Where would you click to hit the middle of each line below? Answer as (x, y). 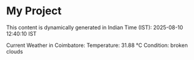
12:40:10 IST (22, 33)
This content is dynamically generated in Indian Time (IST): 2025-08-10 (95, 27)
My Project (34, 11)
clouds (15, 51)
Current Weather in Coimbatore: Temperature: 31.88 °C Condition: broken (97, 45)
